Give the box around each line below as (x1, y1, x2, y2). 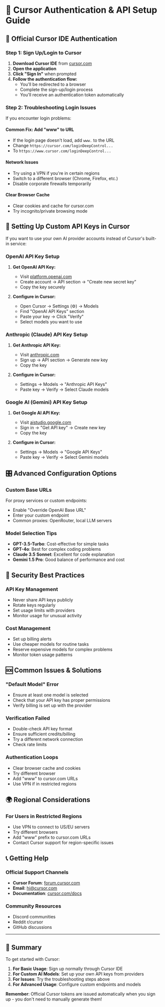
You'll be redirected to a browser (20, 81, 86, 87)
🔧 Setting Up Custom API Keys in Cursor (5, 222, 130, 231)
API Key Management (5, 586, 58, 593)
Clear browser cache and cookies (12, 765, 81, 771)
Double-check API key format (12, 726, 72, 732)
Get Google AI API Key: (12, 410, 61, 416)
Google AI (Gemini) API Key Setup (5, 399, 88, 406)
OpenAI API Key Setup (5, 253, 60, 260)
